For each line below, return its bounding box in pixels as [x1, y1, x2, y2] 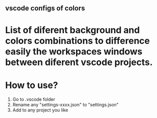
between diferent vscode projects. [5, 56, 153, 68]
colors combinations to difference [5, 35, 150, 46]
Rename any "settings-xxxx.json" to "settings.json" [12, 101, 119, 107]
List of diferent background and [5, 24, 140, 36]
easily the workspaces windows [5, 45, 142, 57]
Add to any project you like [12, 107, 68, 113]
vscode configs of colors [5, 4, 86, 13]
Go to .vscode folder [12, 96, 55, 102]
